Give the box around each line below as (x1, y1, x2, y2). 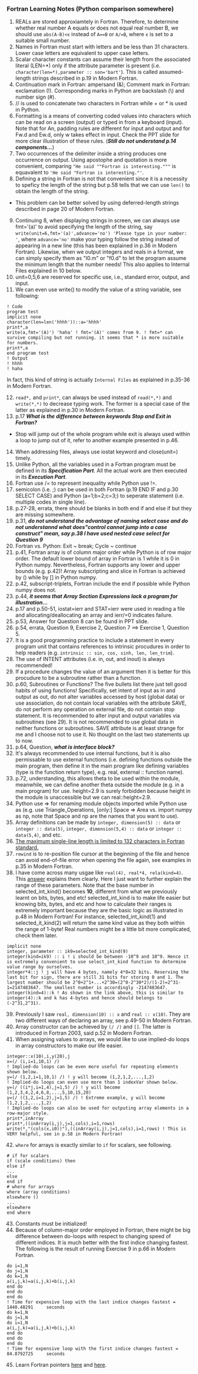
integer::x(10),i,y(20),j (6, 1054, 70, 1059)
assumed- (159, 69, 184, 76)
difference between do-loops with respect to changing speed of (15, 1233, 171, 1240)
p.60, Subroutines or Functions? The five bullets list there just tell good (15, 680, 187, 688)
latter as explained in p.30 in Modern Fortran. (15, 407, 126, 414)
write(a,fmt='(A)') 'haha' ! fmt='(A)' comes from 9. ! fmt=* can (6, 330, 173, 336)
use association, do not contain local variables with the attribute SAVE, (15, 699, 187, 707)
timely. (15, 455, 32, 462)
